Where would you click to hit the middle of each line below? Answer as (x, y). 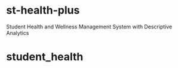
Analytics (18, 33)
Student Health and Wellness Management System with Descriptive (89, 27)
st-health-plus (43, 10)
